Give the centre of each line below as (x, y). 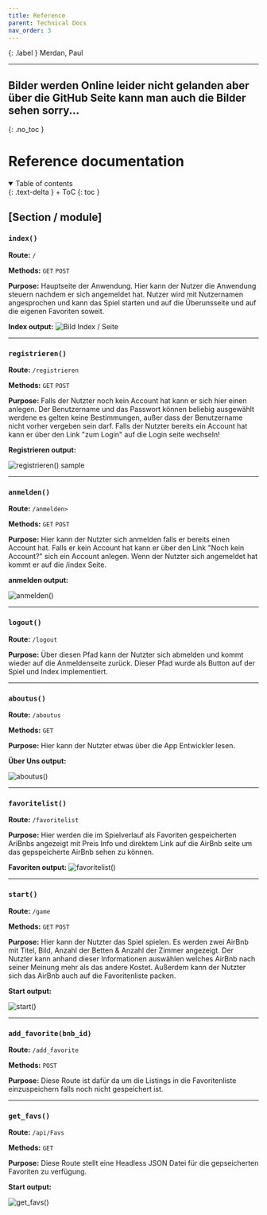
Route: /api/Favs (37, 1132)
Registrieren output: (43, 450)
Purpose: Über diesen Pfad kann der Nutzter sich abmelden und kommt (126, 654)
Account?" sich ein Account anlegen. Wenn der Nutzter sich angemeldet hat (133, 557)
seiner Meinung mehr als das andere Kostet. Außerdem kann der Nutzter (127, 967)
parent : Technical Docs (48, 23)
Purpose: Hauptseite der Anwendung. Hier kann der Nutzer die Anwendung (132, 285)
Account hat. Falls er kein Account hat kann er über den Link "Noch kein (126, 548)
